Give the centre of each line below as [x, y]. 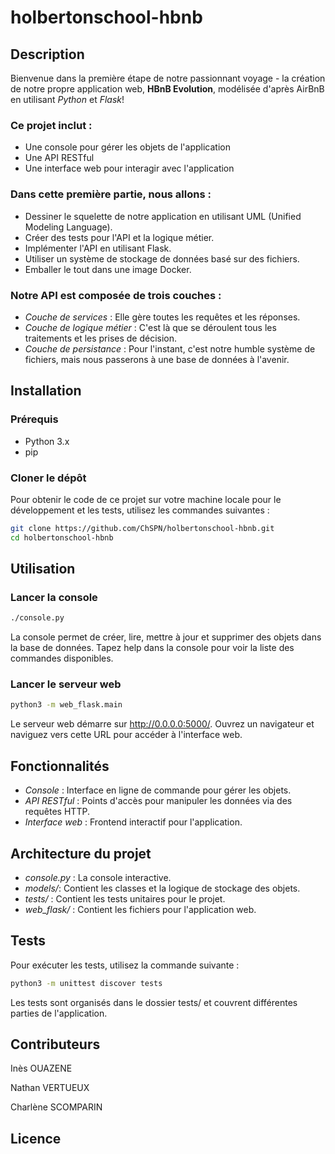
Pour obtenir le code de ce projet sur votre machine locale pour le [146, 499]
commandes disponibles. [62, 658]
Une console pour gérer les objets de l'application [127, 147]
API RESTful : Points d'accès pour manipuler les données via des [158, 801]
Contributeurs [55, 1044]
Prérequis [34, 419]
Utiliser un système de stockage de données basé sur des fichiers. [162, 258]
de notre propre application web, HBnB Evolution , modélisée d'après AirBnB [167, 89]
